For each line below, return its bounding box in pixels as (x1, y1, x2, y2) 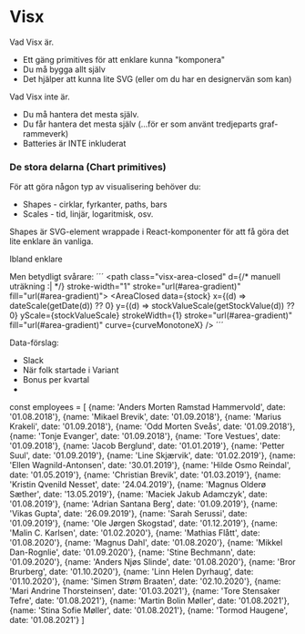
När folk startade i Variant (22, 364, 119, 375)
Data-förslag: (9, 337, 59, 348)
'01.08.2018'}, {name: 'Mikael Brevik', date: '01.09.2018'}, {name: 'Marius (9, 412, 282, 423)
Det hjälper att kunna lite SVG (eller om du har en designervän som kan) (22, 73, 292, 84)
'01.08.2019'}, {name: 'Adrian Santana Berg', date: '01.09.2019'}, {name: (9, 498, 278, 509)
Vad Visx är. (9, 36, 55, 47)
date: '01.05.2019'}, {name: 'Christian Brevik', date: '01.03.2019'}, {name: (9, 469, 281, 480)
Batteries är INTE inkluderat (22, 138, 127, 148)
